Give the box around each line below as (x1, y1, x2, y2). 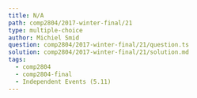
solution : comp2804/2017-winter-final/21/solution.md (8, 48, 190, 56)
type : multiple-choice (8, 26, 83, 34)
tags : (8, 56, 26, 64)
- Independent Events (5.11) (15, 77, 112, 85)
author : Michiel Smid (8, 33, 80, 42)
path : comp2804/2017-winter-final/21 (8, 19, 133, 27)
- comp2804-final (15, 70, 73, 78)
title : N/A (8, 11, 44, 20)
